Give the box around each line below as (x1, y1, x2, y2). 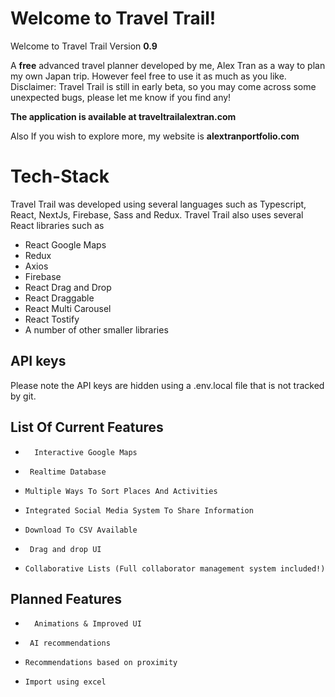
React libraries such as (10, 219, 105, 231)
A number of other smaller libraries (24, 323, 169, 336)
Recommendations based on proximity (24, 658, 178, 668)
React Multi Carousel (24, 302, 112, 314)
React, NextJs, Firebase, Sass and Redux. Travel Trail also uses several (10, 208, 304, 221)
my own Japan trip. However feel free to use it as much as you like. (10, 70, 287, 82)
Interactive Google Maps (34, 447, 138, 457)
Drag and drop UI (29, 544, 102, 554)
